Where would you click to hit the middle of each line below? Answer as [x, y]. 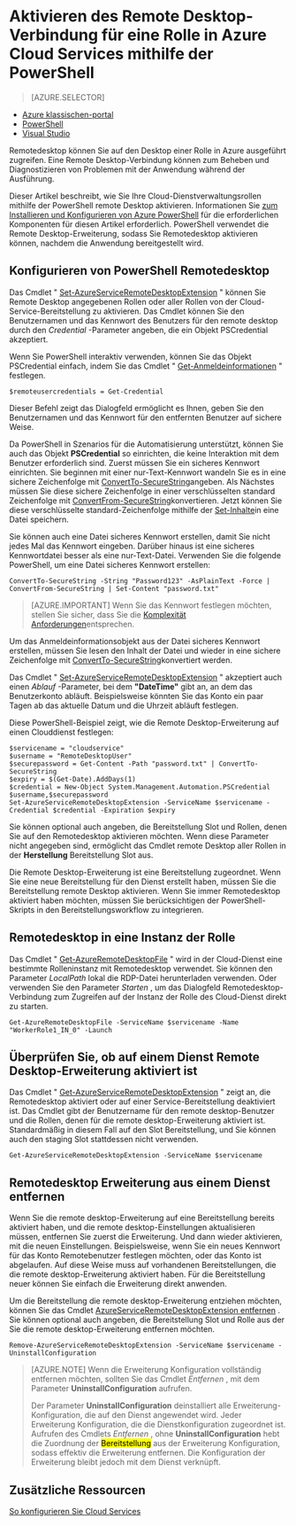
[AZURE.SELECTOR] [68, 97]
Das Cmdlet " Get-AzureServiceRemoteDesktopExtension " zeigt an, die [140, 1093]
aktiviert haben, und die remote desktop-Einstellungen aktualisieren [133, 1227]
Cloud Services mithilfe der [111, 54]
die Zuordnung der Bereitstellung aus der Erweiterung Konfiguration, [156, 1443]
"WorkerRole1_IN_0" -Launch [61, 1030]
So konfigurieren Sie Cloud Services [75, 1511]
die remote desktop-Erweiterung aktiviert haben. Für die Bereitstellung [137, 1274]
